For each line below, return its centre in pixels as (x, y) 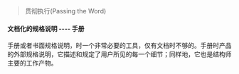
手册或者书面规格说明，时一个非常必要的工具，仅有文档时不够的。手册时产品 (119, 46)
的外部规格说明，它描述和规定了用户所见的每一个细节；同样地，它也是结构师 (119, 54)
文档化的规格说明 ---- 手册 (46, 28)
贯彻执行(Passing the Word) (65, 11)
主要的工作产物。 (32, 63)
